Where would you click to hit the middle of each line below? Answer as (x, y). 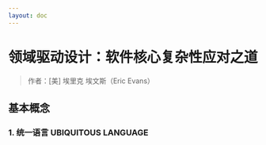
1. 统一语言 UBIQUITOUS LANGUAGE (78, 132)
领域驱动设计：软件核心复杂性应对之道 (133, 57)
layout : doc (28, 15)
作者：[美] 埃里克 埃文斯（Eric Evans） (91, 81)
